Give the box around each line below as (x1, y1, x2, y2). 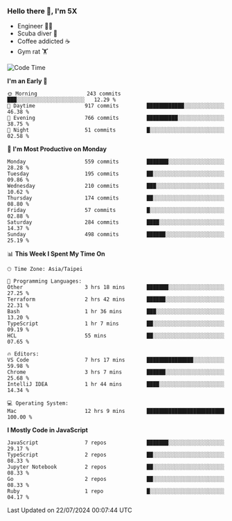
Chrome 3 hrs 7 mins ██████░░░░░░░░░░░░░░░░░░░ (7, 369, 225, 376)
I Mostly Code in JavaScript (7, 426, 89, 434)
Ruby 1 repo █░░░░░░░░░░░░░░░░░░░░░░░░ (7, 488, 225, 495)
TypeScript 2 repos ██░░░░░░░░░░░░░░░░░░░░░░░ (7, 452, 225, 459)
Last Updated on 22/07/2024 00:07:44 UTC (7, 506, 133, 515)
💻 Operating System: (7, 400, 69, 407)
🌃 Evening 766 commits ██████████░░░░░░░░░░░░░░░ (7, 114, 225, 122)
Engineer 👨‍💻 (17, 22, 53, 30)
